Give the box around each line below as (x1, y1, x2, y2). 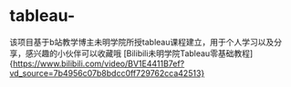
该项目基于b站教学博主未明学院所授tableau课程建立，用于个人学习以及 (9, 36, 275, 47)
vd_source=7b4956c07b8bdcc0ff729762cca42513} (9, 67, 205, 78)
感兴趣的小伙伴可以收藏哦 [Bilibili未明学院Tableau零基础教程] (25, 47, 254, 59)
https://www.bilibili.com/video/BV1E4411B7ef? (12, 58, 185, 69)
